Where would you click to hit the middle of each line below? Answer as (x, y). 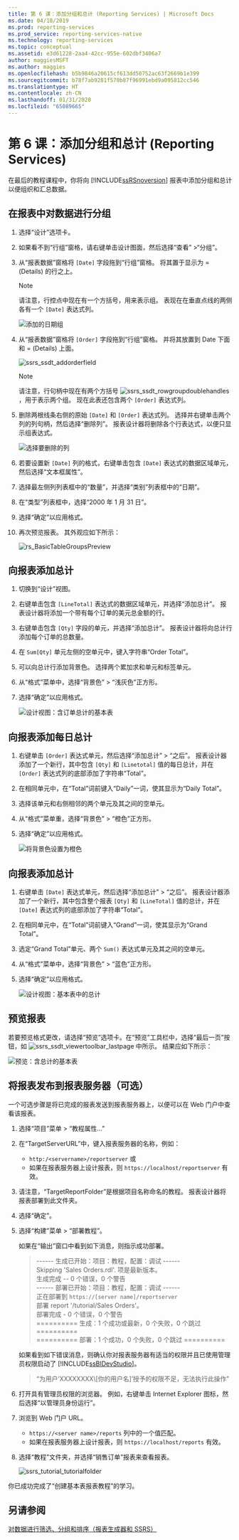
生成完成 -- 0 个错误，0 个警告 (81, 1278)
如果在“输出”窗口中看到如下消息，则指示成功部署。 (93, 1246)
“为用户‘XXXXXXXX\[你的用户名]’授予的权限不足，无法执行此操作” (133, 1379)
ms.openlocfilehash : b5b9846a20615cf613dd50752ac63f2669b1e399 (104, 73)
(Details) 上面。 (55, 348)
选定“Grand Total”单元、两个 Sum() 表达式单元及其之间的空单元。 (113, 949)
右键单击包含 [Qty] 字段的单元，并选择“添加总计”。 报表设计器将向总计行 (125, 628)
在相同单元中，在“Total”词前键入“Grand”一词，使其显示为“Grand (113, 925)
